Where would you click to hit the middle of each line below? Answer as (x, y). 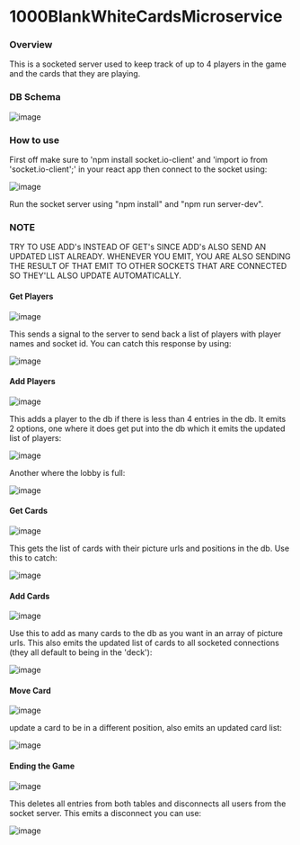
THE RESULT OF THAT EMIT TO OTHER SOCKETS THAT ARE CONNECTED (148, 266)
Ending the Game (42, 766)
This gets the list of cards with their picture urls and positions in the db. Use (150, 548)
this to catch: (34, 557)
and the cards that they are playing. (75, 74)
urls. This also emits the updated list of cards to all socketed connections (145, 643)
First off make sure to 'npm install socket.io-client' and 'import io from (138, 160)
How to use (35, 139)
